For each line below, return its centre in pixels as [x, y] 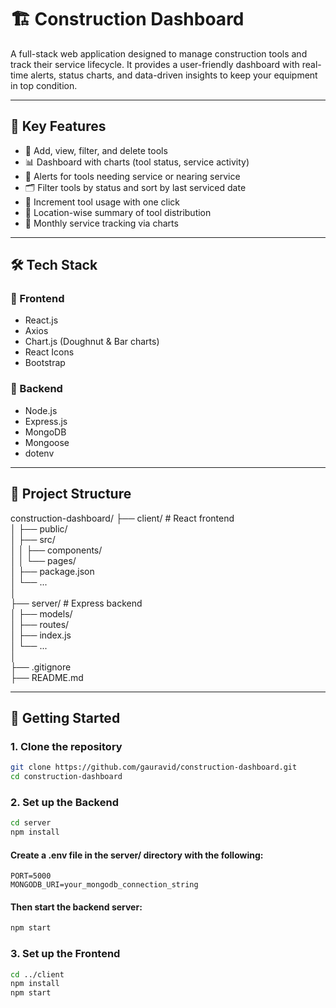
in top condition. [44, 85]
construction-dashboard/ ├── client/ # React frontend [122, 518]
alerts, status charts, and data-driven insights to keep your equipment [174, 75]
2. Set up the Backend [64, 802]
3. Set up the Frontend [65, 954]
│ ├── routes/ [40, 624]
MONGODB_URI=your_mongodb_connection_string [104, 885]
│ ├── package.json [52, 571]
